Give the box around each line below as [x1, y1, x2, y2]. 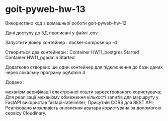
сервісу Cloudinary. [5, 110, 47, 116]
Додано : [5, 79, 25, 85]
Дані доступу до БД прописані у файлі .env [5, 29, 98, 35]
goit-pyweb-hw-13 [5, 3, 86, 15]
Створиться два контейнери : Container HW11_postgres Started [5, 49, 139, 55]
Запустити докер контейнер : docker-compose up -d [5, 39, 117, 45]
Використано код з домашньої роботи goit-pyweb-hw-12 [5, 20, 127, 26]
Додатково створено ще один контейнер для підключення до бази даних [5, 64, 163, 70]
